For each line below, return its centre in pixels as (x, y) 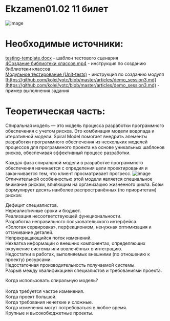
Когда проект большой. (31, 296)
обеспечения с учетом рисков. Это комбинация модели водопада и (80, 131)
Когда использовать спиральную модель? (52, 280)
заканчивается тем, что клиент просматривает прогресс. (68, 173)
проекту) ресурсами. (29, 260)
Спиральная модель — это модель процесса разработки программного (85, 125)
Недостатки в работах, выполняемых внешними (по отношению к (78, 254)
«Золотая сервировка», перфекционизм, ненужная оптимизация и (79, 227)
